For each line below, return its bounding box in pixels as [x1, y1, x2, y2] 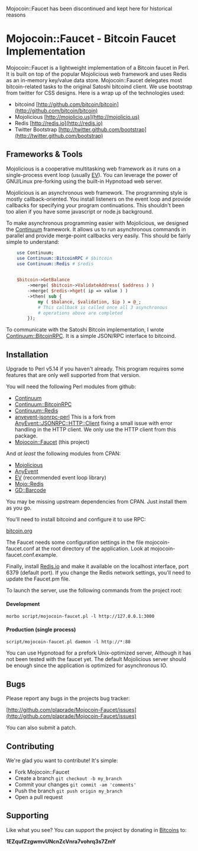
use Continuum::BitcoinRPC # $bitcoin [17, 255, 112, 261]
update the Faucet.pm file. [6, 575, 70, 582]
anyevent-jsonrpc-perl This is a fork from [14, 414, 116, 421]
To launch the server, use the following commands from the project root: [6, 587, 183, 594]
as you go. [6, 504, 32, 511]
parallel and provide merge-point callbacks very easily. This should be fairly [6, 232, 191, 239]
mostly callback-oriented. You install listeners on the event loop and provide [6, 195, 191, 202]
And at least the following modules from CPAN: [6, 450, 121, 457]
